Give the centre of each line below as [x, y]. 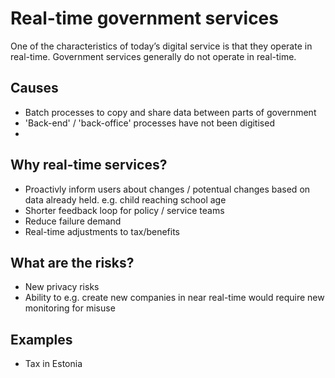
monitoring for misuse [70, 308]
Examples [41, 339]
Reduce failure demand [73, 221]
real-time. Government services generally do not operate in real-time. [153, 56]
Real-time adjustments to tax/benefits [102, 231]
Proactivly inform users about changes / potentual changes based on [167, 189]
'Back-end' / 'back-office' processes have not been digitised [149, 123]
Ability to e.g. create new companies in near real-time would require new [174, 298]
